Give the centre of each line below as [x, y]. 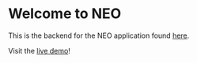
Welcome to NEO [65, 14]
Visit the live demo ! [40, 50]
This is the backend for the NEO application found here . [99, 35]
